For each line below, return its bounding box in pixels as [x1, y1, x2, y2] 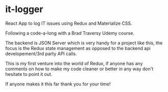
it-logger [5, 4, 43, 15]
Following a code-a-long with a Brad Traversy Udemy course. [5, 30, 135, 36]
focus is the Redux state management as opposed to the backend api [5, 45, 151, 51]
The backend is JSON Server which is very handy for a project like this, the [5, 39, 163, 46]
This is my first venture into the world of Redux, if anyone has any [5, 60, 143, 66]
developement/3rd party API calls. [5, 51, 77, 57]
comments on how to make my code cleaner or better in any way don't [5, 66, 154, 72]
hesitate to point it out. [5, 71, 52, 77]
